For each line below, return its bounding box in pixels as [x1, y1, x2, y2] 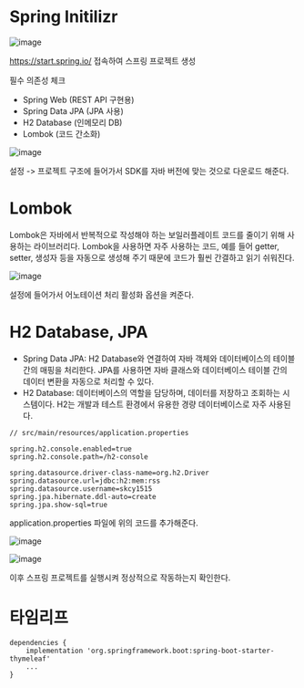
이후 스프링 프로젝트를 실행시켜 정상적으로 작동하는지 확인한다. [9, 572, 231, 583]
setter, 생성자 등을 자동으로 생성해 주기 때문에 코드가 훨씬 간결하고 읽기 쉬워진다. [9, 252, 295, 263]
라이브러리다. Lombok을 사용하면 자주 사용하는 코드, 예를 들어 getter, [33, 240, 279, 252]
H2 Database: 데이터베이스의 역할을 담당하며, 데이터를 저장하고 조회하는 [22, 387, 280, 398]
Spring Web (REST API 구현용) [22, 94, 135, 105]
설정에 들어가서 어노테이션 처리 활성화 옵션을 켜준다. [9, 289, 194, 300]
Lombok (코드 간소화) [22, 128, 101, 139]
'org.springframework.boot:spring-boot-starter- [86, 646, 275, 655]
